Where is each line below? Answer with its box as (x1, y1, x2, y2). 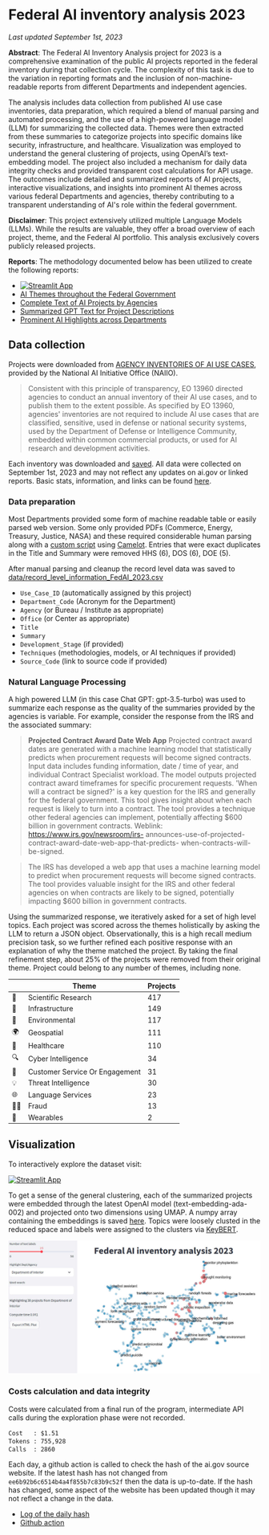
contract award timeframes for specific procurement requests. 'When (27, 778, 258, 788)
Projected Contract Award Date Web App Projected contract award (27, 736, 252, 745)
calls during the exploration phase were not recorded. (8, 1412, 186, 1423)
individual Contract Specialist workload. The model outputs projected (27, 770, 257, 780)
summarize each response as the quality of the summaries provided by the (8, 703, 255, 712)
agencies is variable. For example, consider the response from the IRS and (8, 712, 254, 721)
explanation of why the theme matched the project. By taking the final (8, 946, 239, 956)
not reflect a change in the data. (8, 1493, 114, 1503)
